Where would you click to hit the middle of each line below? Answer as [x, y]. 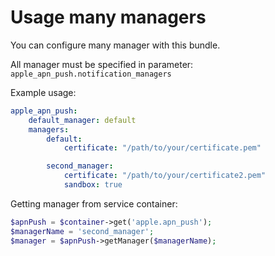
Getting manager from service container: [94, 203]
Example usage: [43, 92]
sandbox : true [93, 185]
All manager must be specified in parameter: [102, 64]
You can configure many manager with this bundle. [115, 45]
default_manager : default [82, 120]
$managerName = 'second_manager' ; [82, 231]
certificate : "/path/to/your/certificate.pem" [162, 148]
